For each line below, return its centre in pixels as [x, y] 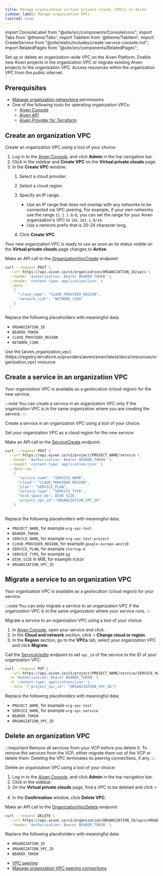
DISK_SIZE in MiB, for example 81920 [48, 559]
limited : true [19, 18]
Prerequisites [26, 88]
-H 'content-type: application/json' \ [50, 682]
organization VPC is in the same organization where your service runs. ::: [78, 611]
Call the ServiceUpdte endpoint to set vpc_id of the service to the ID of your [81, 654]
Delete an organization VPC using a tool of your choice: [60, 767]
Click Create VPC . [38, 234]
